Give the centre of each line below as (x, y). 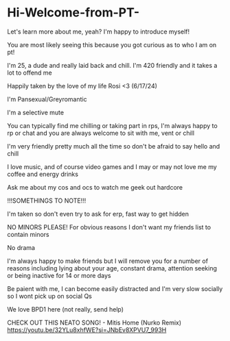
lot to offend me (30, 73)
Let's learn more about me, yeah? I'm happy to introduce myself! (99, 31)
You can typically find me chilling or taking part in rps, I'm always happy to (112, 125)
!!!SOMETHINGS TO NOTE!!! (47, 201)
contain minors (28, 234)
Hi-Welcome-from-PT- (73, 13)
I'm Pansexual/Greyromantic (47, 99)
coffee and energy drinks (43, 174)
